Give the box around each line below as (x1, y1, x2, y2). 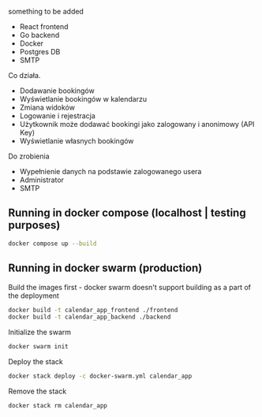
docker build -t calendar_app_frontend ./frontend (8, 306, 178, 314)
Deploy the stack (8, 357, 63, 367)
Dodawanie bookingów (19, 86, 95, 95)
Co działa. (8, 71, 41, 80)
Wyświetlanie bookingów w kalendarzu (19, 95, 148, 103)
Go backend (19, 31, 60, 39)
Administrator (19, 175, 65, 184)
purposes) (8, 218, 61, 232)
